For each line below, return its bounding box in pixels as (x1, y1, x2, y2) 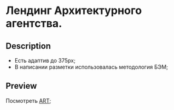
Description (5, 41, 51, 51)
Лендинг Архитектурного (5, 4, 142, 18)
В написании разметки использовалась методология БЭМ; (14, 63, 169, 70)
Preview (5, 81, 38, 91)
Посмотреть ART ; (5, 97, 52, 104)
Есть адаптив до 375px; (14, 57, 76, 64)
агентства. (5, 16, 62, 30)
